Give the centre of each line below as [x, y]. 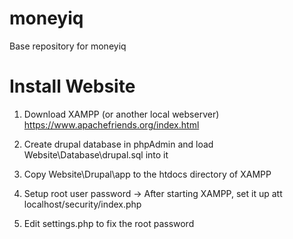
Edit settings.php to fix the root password [109, 223]
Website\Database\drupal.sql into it [96, 154]
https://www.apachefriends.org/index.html [111, 124]
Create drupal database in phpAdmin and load [118, 144]
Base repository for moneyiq [68, 46]
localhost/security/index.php [82, 204]
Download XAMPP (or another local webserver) [121, 114]
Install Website [72, 86]
